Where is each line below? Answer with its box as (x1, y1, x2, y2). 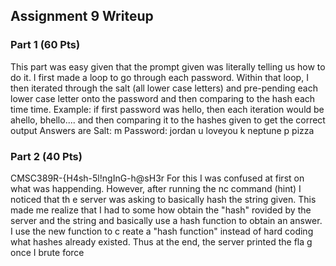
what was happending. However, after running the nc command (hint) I (10, 182, 302, 194)
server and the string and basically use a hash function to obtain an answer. (10, 214, 323, 226)
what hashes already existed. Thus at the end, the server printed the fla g (10, 235, 313, 248)
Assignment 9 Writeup (10, 8, 154, 25)
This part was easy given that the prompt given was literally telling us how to (10, 60, 326, 73)
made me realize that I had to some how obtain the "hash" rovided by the (10, 204, 312, 216)
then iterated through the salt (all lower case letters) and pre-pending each (10, 82, 318, 94)
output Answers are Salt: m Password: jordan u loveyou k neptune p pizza (10, 124, 315, 136)
